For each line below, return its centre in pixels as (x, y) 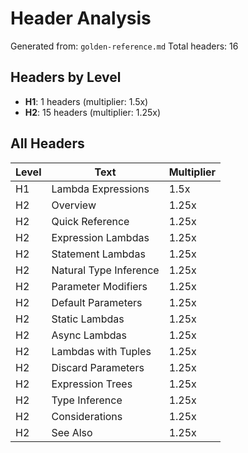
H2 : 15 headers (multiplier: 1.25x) (93, 112)
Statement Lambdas (98, 254)
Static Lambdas (88, 319)
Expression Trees (92, 384)
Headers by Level (66, 77)
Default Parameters (97, 302)
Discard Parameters (98, 367)
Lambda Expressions (100, 189)
